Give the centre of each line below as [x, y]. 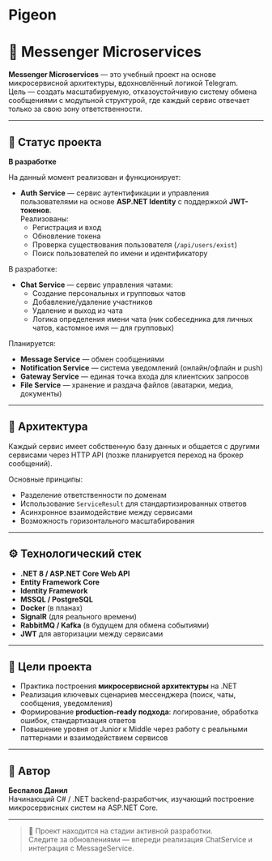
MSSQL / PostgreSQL [56, 599]
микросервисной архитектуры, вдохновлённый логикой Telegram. [123, 84]
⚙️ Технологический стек [75, 554]
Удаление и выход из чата [77, 311]
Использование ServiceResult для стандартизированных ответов [133, 503]
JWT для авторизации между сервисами [91, 633]
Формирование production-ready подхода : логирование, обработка [139, 712]
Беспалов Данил [38, 790]
